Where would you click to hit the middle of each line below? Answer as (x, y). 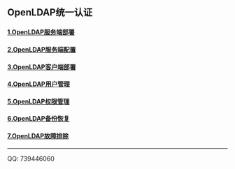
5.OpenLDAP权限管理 (38, 101)
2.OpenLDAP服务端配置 (42, 49)
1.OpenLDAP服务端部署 (41, 32)
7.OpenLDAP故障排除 (38, 135)
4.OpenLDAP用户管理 (38, 84)
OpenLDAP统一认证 (50, 13)
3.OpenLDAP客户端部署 (42, 67)
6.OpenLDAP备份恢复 (38, 119)
